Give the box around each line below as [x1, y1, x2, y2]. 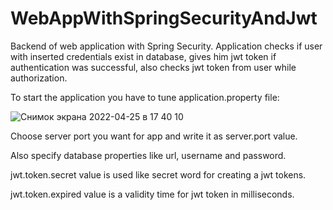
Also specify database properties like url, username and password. [10, 149, 287, 161]
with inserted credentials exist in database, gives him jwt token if [10, 50, 277, 62]
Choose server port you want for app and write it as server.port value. [10, 130, 298, 142]
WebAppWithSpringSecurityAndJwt [10, 7, 318, 30]
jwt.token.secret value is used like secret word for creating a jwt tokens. [10, 168, 307, 181]
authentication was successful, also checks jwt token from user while [10, 61, 297, 73]
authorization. [10, 72, 68, 84]
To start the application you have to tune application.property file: [10, 91, 280, 103]
